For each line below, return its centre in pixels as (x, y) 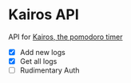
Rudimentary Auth (50, 70)
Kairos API (44, 15)
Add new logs (42, 52)
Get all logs (38, 61)
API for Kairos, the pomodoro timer (65, 37)
